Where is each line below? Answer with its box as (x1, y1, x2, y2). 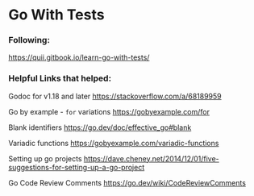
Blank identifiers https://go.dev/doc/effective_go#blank (8, 123, 192, 132)
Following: (8, 35, 51, 46)
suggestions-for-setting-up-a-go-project (8, 162, 145, 172)
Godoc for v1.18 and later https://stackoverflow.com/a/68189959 (8, 91, 222, 101)
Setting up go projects (8, 153, 82, 163)
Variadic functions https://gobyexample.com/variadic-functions (8, 138, 219, 148)
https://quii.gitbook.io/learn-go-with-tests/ (8, 52, 150, 62)
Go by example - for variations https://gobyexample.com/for (8, 106, 210, 116)
